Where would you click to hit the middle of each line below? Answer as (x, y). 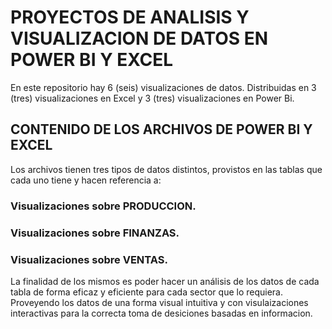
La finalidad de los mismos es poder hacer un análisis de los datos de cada (165, 281)
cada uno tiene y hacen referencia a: (86, 180)
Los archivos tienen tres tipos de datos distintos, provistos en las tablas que (166, 169)
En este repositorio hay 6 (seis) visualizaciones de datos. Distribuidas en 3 (163, 87)
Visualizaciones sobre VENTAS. (89, 259)
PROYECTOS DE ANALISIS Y (130, 17)
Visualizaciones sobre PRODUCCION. (103, 206)
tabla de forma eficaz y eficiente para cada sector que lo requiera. (147, 292)
